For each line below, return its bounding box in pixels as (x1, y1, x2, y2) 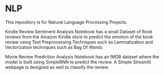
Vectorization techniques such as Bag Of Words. (5, 44, 103, 50)
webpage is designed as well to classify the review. (5, 64, 109, 70)
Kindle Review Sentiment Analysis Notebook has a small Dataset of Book (5, 28, 153, 34)
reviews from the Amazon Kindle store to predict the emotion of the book (5, 34, 154, 40)
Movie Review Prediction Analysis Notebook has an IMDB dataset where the (5, 53, 160, 59)
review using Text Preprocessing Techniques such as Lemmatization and (5, 39, 153, 45)
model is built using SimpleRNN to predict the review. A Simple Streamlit (5, 59, 151, 65)
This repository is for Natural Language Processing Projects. (5, 19, 128, 25)
